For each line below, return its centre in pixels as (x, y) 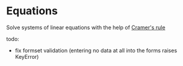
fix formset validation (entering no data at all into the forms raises (96, 50)
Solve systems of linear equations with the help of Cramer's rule (86, 27)
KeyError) (27, 56)
